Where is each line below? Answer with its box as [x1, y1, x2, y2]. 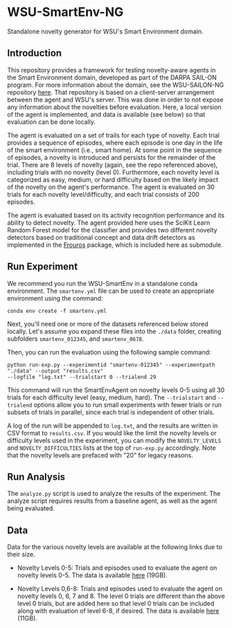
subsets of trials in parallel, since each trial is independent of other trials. [7, 408, 215, 416]
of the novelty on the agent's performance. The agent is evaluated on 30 [7, 182, 215, 191]
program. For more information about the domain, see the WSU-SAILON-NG [7, 81, 224, 89]
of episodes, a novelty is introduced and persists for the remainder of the [7, 153, 216, 161]
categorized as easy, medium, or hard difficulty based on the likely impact [7, 175, 219, 184]
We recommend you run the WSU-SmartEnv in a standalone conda [7, 279, 198, 287]
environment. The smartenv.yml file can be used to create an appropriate [7, 287, 215, 295]
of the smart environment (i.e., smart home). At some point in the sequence [7, 145, 222, 154]
